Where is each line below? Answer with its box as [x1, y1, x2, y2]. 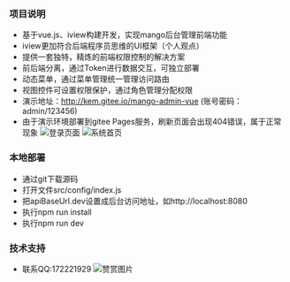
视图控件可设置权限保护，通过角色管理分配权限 [21, 85, 193, 95]
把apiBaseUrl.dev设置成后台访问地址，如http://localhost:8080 [21, 195, 248, 206]
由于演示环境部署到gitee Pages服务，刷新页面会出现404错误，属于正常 [21, 117, 282, 127]
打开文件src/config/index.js [21, 184, 122, 195]
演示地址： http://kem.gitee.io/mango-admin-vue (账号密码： [21, 95, 243, 107]
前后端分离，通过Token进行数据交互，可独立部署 [21, 63, 200, 73]
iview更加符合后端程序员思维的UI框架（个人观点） [21, 41, 204, 51]
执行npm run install [21, 206, 92, 217]
